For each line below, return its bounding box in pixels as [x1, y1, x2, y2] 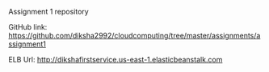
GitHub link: [8, 22, 48, 31]
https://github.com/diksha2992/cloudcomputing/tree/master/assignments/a [8, 31, 261, 40]
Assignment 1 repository [8, 7, 89, 16]
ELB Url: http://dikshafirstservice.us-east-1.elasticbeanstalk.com [8, 55, 223, 64]
